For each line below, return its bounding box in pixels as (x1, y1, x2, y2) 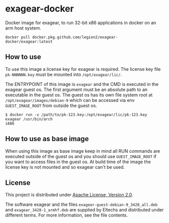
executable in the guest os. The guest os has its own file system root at (5, 91, 153, 98)
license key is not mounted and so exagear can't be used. (5, 164, 125, 170)
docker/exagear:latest (5, 39, 53, 44)
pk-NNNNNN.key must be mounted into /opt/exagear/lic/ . (5, 71, 122, 77)
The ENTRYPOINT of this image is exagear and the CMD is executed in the (5, 81, 159, 87)
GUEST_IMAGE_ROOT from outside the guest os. (5, 102, 97, 108)
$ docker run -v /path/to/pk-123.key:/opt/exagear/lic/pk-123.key (5, 112, 147, 117)
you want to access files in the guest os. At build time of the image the (5, 159, 151, 165)
